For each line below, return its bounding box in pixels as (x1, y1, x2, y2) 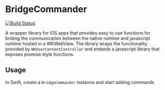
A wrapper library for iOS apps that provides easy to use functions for (5, 30, 151, 36)
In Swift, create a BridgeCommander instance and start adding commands (5, 79, 154, 85)
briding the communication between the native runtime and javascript (5, 35, 150, 41)
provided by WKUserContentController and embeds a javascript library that (5, 46, 160, 52)
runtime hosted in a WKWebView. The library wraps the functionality (5, 40, 148, 46)
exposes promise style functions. (5, 51, 74, 57)
